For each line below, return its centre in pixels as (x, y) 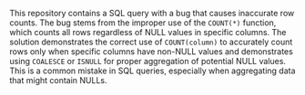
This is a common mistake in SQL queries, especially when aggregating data (152, 71)
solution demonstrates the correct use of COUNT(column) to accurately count (151, 42)
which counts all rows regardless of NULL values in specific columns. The (148, 32)
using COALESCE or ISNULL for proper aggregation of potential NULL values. (148, 61)
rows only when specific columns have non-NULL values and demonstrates (151, 52)
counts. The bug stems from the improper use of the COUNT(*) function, (143, 23)
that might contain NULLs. (58, 80)
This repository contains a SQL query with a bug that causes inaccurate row (152, 13)
